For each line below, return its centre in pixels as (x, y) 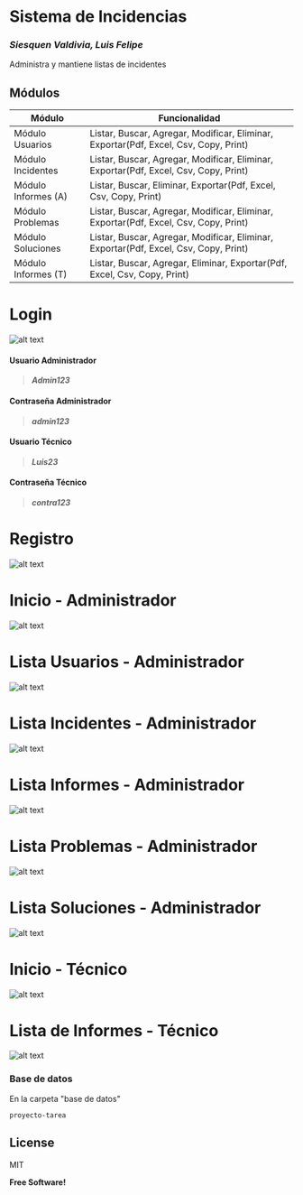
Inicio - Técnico (69, 969)
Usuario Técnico (41, 442)
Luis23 (45, 461)
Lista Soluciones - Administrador (135, 908)
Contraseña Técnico (48, 482)
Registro (41, 539)
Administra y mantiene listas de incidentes (88, 64)
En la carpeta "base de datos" (65, 1098)
